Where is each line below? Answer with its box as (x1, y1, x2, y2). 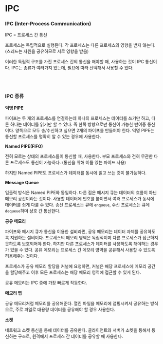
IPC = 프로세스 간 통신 (5, 32, 48, 38)
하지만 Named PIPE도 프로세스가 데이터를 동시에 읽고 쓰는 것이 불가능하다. (5, 170, 147, 175)
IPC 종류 (5, 93, 24, 100)
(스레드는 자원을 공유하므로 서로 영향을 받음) (5, 48, 89, 54)
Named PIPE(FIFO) (5, 143, 43, 149)
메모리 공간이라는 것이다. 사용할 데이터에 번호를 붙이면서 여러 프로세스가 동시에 (5, 195, 155, 201)
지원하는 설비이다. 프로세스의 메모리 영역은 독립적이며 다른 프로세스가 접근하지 (10, 234, 159, 240)
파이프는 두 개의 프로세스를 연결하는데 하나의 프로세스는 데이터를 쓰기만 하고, (5, 115, 151, 121)
